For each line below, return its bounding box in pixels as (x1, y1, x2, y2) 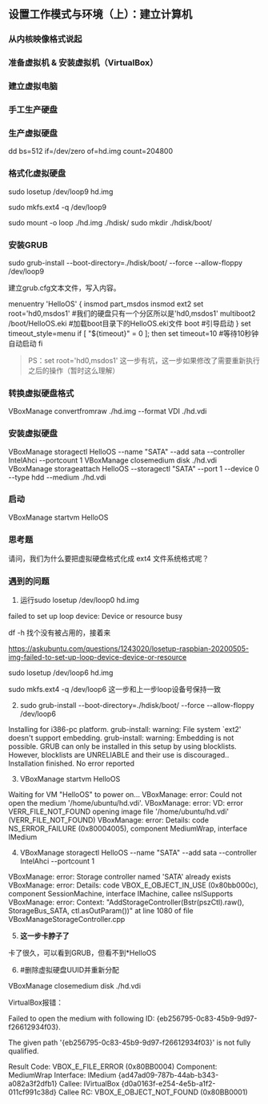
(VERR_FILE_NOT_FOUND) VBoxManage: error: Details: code (8, 815, 210, 825)
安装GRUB (8, 239, 48, 250)
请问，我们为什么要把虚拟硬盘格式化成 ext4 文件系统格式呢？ (8, 554, 210, 564)
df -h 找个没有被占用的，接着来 (8, 628, 111, 637)
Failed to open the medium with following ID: (8, 1013, 155, 1024)
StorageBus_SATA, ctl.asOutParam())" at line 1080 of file (8, 906, 194, 916)
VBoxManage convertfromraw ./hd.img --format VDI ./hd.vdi (8, 406, 207, 416)
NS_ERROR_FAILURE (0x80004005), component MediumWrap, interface (8, 824, 248, 834)
